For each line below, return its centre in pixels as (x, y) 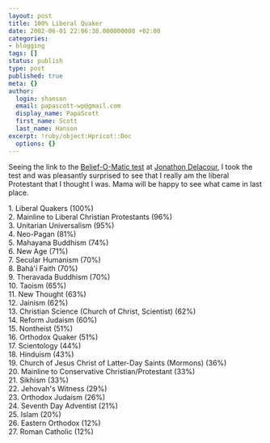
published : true (36, 76)
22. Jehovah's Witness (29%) (58, 388)
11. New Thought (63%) (47, 294)
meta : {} (23, 83)
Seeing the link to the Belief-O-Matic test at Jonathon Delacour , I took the (131, 167)
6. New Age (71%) (38, 251)
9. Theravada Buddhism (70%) (59, 276)
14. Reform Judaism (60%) (53, 319)
